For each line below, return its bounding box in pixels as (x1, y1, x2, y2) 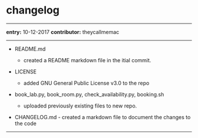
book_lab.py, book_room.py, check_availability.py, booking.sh (14, 90, 164, 97)
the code (14, 120, 37, 127)
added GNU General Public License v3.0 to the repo (23, 79, 150, 86)
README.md (14, 45, 46, 52)
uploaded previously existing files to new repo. (23, 102, 137, 109)
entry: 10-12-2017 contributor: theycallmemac (6, 28, 120, 35)
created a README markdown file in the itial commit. (23, 56, 151, 63)
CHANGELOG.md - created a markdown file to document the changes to (14, 113, 191, 120)
